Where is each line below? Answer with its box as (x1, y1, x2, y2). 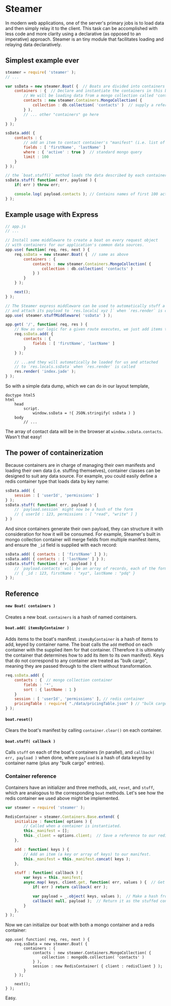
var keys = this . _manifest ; (23, 875, 83, 880)
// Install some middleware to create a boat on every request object (5, 238, 158, 243)
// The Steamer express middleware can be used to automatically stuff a (5, 303, 165, 308)
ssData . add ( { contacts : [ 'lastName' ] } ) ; (5, 556, 106, 561)
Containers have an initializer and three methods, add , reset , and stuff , (5, 784, 155, 790)
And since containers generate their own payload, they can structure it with (5, 526, 163, 531)
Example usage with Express (5, 211, 99, 219)
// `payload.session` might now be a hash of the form (14, 507, 133, 512)
